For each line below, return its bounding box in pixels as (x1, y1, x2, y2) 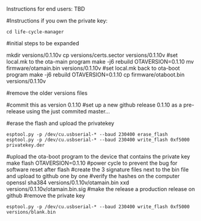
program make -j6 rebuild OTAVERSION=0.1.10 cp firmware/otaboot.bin (6, 71, 185, 78)
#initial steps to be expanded (6, 40, 79, 47)
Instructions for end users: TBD (6, 6, 86, 12)
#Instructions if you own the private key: (6, 17, 108, 24)
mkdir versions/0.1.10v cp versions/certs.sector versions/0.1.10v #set (6, 51, 178, 59)
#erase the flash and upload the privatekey (6, 119, 115, 127)
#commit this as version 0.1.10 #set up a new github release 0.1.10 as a (6, 101, 182, 108)
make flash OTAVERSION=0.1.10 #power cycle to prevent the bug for (6, 159, 178, 167)
